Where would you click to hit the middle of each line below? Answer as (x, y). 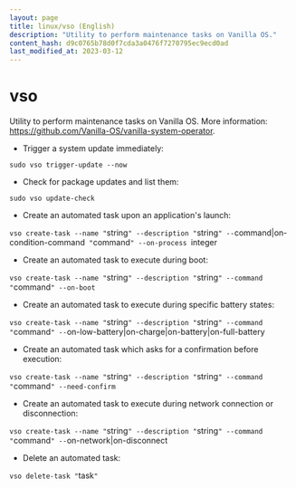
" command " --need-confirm (62, 387)
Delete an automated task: (72, 458)
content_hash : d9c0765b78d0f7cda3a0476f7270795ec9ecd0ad (119, 43)
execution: (42, 359)
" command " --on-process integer (153, 243)
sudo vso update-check (52, 199)
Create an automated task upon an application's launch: (127, 215)
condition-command (48, 243)
